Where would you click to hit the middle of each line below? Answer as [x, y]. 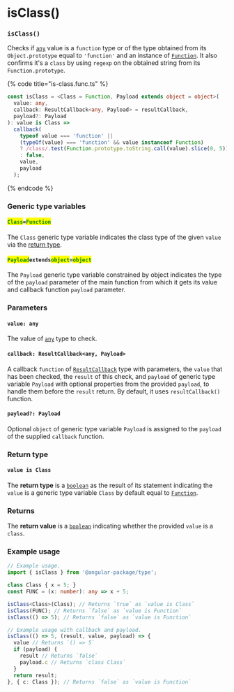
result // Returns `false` [59, 656]
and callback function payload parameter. [67, 290]
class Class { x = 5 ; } [42, 585]
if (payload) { [36, 649]
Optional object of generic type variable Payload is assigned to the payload [114, 428]
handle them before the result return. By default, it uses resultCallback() [114, 391]
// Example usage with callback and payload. [74, 630]
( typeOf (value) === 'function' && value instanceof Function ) [112, 142]
